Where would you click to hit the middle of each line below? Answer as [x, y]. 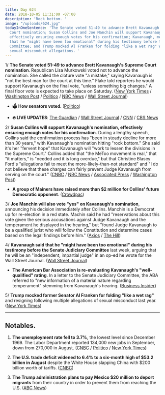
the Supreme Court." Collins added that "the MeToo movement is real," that [81, 153]
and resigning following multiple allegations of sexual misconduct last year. [81, 300]
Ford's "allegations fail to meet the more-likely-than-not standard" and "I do [82, 164]
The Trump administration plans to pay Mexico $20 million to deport [83, 377]
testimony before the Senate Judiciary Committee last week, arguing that [81, 250]
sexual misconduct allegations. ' [45, 51]
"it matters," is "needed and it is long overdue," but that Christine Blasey [78, 158]
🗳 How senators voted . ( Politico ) [46, 106]
